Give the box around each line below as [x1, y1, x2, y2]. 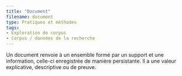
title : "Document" [6, 8, 51, 15]
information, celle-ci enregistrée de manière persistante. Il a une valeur [6, 57, 177, 64]
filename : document [6, 14, 54, 20]
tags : [6, 24, 19, 31]
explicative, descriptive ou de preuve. [6, 64, 96, 70]
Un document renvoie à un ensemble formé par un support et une [6, 52, 164, 58]
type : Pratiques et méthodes [6, 19, 77, 25]
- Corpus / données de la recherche [6, 35, 95, 41]
